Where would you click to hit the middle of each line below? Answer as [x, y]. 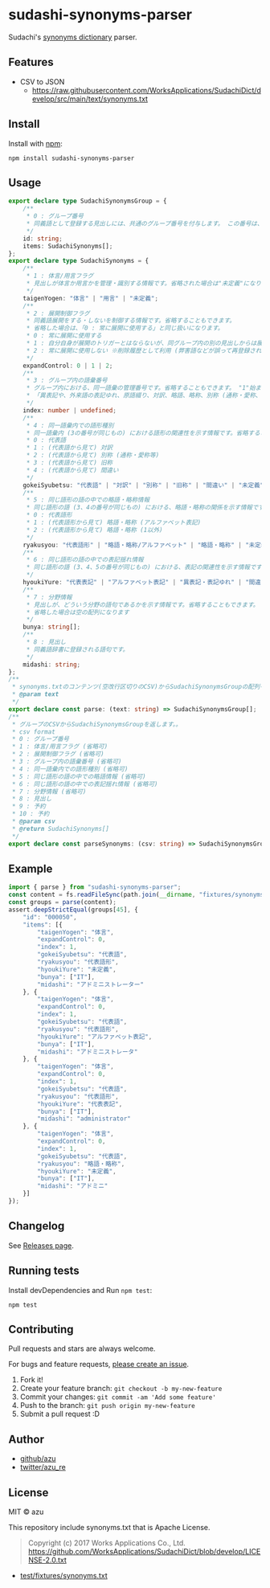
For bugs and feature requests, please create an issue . [99, 1365]
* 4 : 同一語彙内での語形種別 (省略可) [70, 769]
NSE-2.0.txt [47, 1560]
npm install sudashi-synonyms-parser [72, 158]
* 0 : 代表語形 [49, 515]
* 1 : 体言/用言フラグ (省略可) [60, 747]
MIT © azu [26, 1512]
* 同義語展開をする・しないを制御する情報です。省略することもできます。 [131, 321]
